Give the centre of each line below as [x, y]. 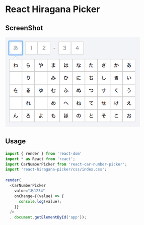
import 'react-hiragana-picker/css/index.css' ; [56, 170]
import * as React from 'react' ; [40, 159]
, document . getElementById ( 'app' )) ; [48, 217]
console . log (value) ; [40, 201]
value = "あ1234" [30, 191]
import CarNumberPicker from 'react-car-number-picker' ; [66, 164]
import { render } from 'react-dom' [44, 153]
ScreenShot [24, 28]
